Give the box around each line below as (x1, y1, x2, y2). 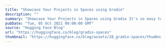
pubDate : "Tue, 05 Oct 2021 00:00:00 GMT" (5, 21, 94, 26)
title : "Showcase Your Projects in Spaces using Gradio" (5, 7, 125, 12)
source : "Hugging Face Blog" (5, 25, 65, 30)
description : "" (5, 12, 39, 17)
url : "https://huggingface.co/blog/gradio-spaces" (5, 30, 112, 35)
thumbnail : (5, 35, 28, 40)
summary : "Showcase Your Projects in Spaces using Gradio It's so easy (5, 16, 156, 21)
